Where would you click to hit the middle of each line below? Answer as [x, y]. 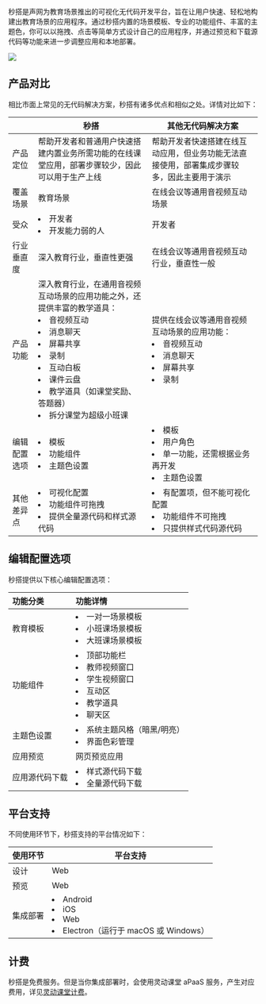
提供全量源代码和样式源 [93, 516]
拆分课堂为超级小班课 [89, 415]
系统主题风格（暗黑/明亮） [135, 729]
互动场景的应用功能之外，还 [90, 296]
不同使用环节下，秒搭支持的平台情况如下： [78, 834]
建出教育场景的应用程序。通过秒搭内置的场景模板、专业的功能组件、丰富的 [129, 21]
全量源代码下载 [114, 783]
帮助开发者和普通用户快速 [86, 141]
